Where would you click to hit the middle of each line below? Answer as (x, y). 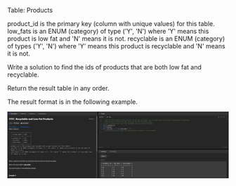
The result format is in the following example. (73, 102)
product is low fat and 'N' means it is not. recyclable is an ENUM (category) (116, 39)
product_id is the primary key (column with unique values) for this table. (111, 24)
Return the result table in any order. (58, 88)
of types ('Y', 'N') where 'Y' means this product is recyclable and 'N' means (117, 46)
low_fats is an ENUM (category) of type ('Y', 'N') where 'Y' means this (108, 31)
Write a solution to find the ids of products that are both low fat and (104, 67)
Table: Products (30, 10)
